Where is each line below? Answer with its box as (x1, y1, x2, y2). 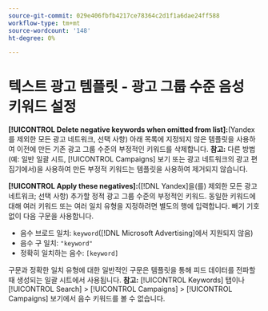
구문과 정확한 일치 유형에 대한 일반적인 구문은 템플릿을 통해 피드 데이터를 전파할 (8, 265, 256, 275)
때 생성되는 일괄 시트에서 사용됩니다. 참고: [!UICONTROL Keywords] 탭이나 (8, 275, 246, 285)
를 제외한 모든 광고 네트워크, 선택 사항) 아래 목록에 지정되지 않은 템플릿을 (8, 134, 234, 144)
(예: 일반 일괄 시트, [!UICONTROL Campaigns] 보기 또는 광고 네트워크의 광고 (8, 154, 250, 164)
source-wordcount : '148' (8, 26, 91, 34)
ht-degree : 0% (8, 34, 56, 42)
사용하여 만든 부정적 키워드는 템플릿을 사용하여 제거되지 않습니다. (45, 165, 248, 174)
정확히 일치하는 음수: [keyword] (19, 249, 118, 258)
